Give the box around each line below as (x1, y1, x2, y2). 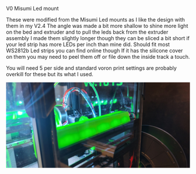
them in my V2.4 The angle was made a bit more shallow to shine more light (6, 23, 188, 29)
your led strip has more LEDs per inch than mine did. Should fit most (6, 41, 170, 48)
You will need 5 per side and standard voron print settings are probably (6, 65, 177, 72)
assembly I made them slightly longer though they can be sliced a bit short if (6, 35, 190, 41)
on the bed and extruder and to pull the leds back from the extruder (6, 29, 169, 35)
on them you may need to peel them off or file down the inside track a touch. (6, 54, 190, 60)
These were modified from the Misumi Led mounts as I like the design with (6, 16, 185, 23)
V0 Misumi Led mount (6, 5, 59, 12)
